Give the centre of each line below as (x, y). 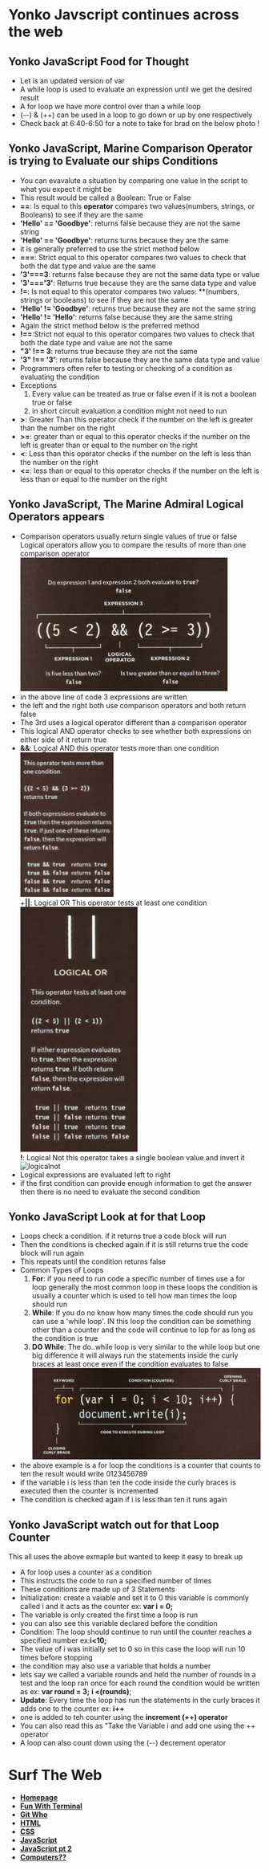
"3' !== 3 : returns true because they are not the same (108, 351)
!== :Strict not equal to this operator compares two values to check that (137, 334)
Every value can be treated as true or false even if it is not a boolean (145, 393)
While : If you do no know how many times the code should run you (143, 1313)
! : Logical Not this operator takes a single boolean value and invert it (132, 1157)
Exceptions (38, 385)
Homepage (39, 1798)
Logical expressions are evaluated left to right (95, 1175)
